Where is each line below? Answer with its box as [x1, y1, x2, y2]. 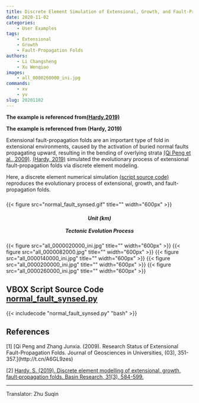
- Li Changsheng [17, 58, 57, 64]
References [6, 327, 50, 337]
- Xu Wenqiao [17, 64, 49, 70]
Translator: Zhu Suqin [6, 390, 59, 397]
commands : [6, 81, 31, 87]
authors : [6, 53, 28, 59]
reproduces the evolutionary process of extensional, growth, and [6, 180, 165, 187]
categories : [6, 20, 36, 26]
